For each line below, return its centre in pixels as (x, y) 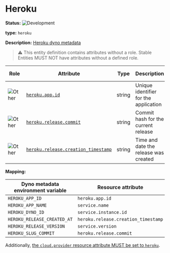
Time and (146, 140)
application (148, 104)
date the (145, 146)
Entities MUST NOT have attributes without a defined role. (78, 58)
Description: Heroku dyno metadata (43, 42)
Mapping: (16, 171)
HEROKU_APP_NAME (27, 205)
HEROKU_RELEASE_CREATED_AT (40, 219)
